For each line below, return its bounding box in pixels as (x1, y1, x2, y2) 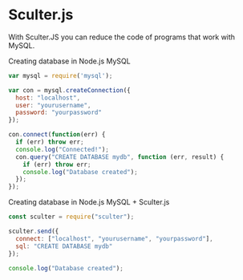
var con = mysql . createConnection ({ (8, 86, 131, 94)
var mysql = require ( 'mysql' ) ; (8, 71, 113, 79)
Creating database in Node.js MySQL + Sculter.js (8, 197, 170, 207)
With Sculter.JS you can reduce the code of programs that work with (8, 32, 235, 42)
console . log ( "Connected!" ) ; (15, 145, 110, 153)
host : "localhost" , (15, 94, 81, 102)
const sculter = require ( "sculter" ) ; (8, 213, 135, 221)
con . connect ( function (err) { (8, 131, 106, 139)
